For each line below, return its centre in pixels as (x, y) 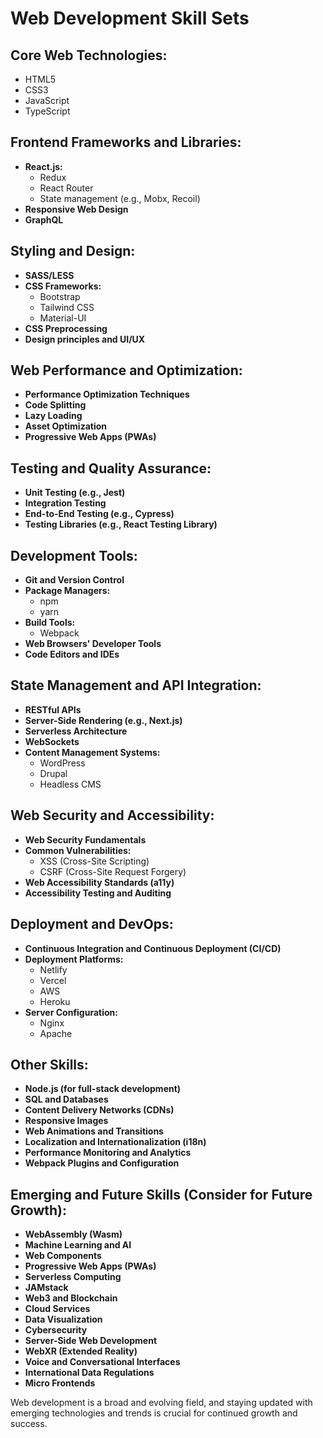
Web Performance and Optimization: (126, 370)
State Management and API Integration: (136, 685)
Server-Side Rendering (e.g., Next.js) (103, 720)
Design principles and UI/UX (85, 339)
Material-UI (63, 318)
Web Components (63, 1256)
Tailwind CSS (67, 307)
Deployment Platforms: (74, 959)
